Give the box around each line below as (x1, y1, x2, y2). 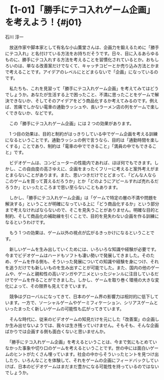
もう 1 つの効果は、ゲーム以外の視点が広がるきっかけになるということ (9, 229, 150, 236)
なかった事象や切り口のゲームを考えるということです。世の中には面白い (5, 345, 150, 351)
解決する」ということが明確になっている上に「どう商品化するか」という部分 (5, 201, 160, 207)
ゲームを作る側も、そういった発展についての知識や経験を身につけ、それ (13, 258, 159, 264)
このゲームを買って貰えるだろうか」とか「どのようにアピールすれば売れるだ (5, 178, 159, 184)
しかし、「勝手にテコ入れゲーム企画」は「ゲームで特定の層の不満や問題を (9, 194, 158, 200)
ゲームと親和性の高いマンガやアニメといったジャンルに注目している (18, 271, 155, 276)
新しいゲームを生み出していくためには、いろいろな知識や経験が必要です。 (9, 246, 159, 252)
